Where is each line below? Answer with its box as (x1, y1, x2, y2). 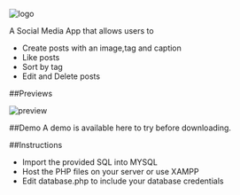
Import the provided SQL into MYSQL (21, 157, 158, 168)
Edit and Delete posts (21, 71, 100, 82)
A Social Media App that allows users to (9, 26, 154, 35)
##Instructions (9, 140, 63, 150)
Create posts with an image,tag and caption (21, 43, 182, 53)
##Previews (9, 89, 53, 98)
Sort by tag (21, 62, 64, 72)
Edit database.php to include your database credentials (21, 175, 224, 186)
